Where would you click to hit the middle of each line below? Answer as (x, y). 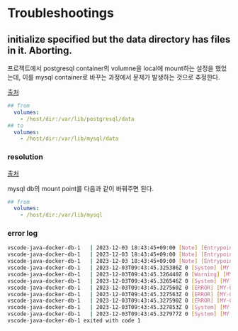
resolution (25, 157)
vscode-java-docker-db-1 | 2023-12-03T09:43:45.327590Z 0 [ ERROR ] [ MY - (119, 301)
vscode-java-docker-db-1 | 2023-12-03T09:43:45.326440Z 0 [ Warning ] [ (117, 274)
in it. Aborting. (40, 50)
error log (23, 234)
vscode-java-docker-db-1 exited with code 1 (74, 321)
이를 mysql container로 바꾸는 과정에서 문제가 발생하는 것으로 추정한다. (121, 77)
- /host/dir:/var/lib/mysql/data (69, 139)
